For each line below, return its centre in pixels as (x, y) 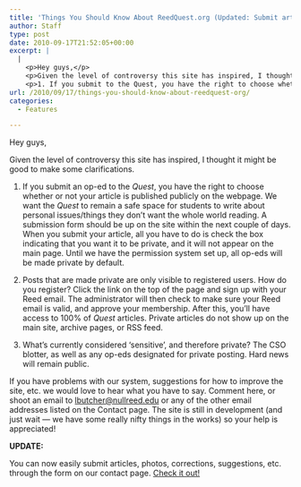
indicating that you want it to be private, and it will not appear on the (148, 243)
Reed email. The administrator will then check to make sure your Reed (151, 299)
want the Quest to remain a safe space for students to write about (144, 206)
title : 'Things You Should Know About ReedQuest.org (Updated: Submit (144, 17)
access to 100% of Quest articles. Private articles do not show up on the (155, 318)
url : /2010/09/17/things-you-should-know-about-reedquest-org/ (130, 92)
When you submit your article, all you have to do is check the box (143, 235)
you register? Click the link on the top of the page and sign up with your (154, 290)
